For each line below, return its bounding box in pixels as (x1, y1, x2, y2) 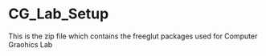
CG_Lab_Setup (8, 5, 109, 23)
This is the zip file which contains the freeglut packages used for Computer (8, 31, 258, 41)
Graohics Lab (8, 39, 53, 49)
